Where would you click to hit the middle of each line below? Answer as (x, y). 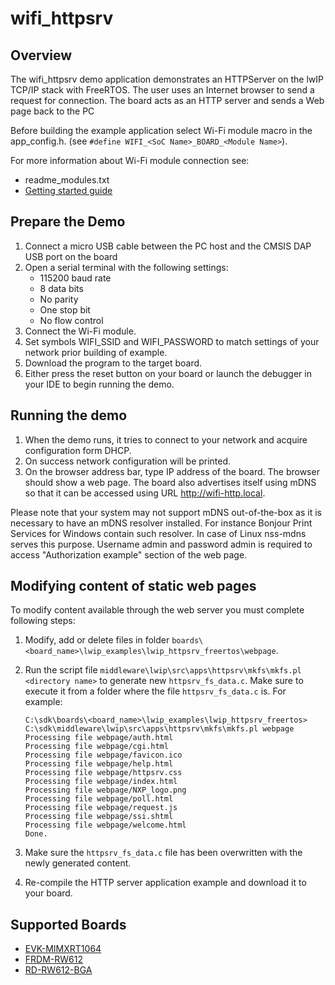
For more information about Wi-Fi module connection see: (130, 160)
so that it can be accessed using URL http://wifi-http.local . (145, 493)
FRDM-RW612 (53, 959)
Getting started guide (68, 190)
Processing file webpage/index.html (101, 782)
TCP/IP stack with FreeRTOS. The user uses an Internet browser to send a (162, 90)
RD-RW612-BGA (58, 970)
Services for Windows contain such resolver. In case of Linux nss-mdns (158, 533)
